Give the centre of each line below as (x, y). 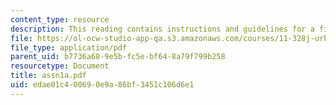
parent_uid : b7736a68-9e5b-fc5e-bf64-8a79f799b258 (118, 57)
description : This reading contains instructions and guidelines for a (162, 29)
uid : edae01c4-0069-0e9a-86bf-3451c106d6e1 (102, 85)
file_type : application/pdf (69, 47)
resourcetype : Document (60, 66)
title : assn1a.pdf (48, 76)
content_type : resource (60, 19)
